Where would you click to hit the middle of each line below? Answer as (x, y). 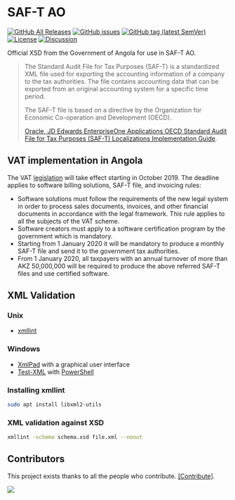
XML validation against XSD (56, 423)
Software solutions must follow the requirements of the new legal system (123, 198)
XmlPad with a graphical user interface (73, 364)
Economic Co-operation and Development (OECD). (98, 117)
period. (35, 96)
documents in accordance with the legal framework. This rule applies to (121, 213)
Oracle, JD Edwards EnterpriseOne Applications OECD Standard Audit (126, 131)
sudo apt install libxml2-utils (54, 405)
